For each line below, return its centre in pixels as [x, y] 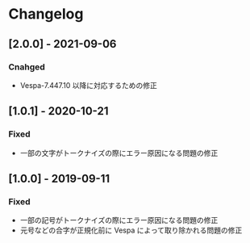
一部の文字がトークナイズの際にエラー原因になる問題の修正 [119, 153]
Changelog [46, 14]
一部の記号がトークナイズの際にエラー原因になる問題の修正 [119, 220]
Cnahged [27, 67]
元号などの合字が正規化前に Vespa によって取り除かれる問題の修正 [131, 230]
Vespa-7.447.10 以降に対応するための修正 [88, 85]
